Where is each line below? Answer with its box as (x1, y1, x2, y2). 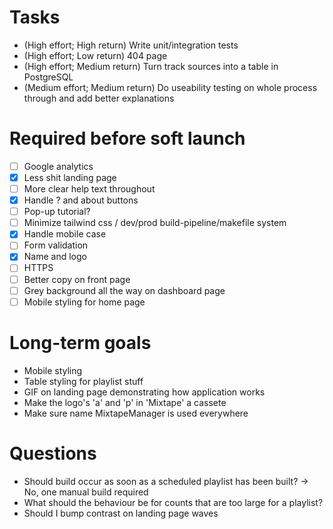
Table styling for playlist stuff (23, 375, 144, 387)
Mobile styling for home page (23, 296, 146, 308)
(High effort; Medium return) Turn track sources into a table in (23, 60, 279, 72)
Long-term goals (9, 331, 152, 354)
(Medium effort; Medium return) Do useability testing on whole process (23, 81, 318, 93)
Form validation (23, 239, 89, 251)
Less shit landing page (23, 171, 117, 183)
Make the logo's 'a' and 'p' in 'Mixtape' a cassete (23, 396, 227, 408)
